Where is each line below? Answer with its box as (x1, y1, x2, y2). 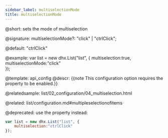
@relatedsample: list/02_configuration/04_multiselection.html (5, 90, 132, 96)
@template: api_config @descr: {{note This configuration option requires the (5, 75, 163, 81)
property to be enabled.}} (5, 80, 58, 86)
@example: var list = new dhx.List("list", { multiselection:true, (5, 54, 131, 60)
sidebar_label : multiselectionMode (5, 7, 80, 12)
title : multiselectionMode (5, 12, 62, 17)
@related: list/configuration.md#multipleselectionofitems (5, 99, 123, 105)
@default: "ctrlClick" (5, 45, 48, 51)
